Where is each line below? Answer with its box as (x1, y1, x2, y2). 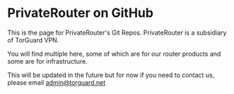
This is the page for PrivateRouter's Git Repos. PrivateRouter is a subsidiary (7, 28, 227, 37)
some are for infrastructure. (7, 57, 88, 65)
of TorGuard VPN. (7, 35, 59, 44)
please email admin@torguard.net (7, 78, 106, 86)
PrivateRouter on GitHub (7, 5, 154, 21)
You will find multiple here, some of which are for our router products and (7, 49, 221, 58)
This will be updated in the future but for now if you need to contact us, (7, 71, 215, 79)
